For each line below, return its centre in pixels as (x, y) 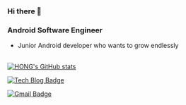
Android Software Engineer (55, 30)
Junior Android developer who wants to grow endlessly (98, 46)
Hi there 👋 (25, 11)
